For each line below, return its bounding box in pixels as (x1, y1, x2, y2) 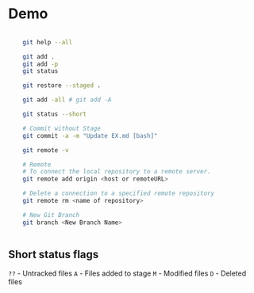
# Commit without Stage (22, 124, 102, 132)
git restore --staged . (22, 82, 102, 89)
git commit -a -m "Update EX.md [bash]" (22, 131, 158, 139)
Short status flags (8, 247, 99, 261)
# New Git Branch (22, 211, 80, 219)
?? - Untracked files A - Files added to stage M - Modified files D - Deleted (8, 268, 247, 278)
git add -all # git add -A (22, 96, 112, 104)
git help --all (22, 38, 73, 46)
